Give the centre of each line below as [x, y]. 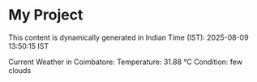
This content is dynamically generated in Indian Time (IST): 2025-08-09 [128, 37]
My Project [46, 15]
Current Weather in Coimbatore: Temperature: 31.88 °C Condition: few [126, 62]
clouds [20, 70]
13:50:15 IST [29, 45]
